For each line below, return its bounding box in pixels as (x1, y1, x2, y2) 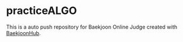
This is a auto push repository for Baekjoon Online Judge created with (6, 23, 178, 30)
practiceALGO (6, 4, 77, 17)
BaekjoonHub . (6, 29, 41, 36)
